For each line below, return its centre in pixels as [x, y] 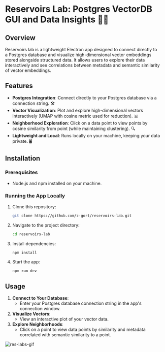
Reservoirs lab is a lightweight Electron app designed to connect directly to [81, 49]
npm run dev [24, 271]
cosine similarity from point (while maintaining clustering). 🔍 [74, 128]
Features [19, 86]
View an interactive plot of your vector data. [64, 319]
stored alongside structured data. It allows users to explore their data [75, 60]
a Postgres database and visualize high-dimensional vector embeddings [78, 55]
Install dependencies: [34, 243]
